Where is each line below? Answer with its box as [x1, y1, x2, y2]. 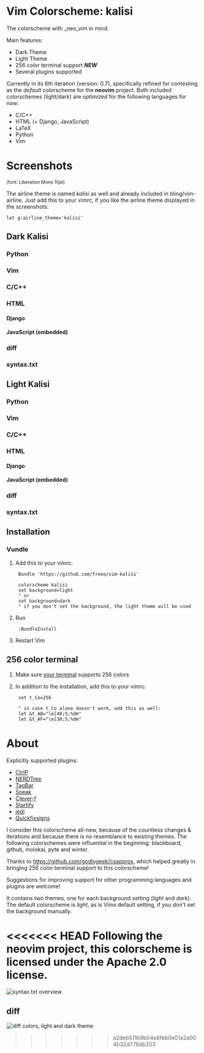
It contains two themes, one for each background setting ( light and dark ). [6, 894, 192, 901]
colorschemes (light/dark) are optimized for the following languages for [6, 93, 187, 100]
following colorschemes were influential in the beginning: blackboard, [6, 839, 182, 846]
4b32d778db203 [113, 1041, 156, 1048]
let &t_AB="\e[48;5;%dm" [18, 711, 81, 717]
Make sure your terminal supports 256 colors [15, 671, 130, 678]
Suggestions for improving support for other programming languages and [6, 876, 192, 883]
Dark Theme [15, 48, 47, 56]
